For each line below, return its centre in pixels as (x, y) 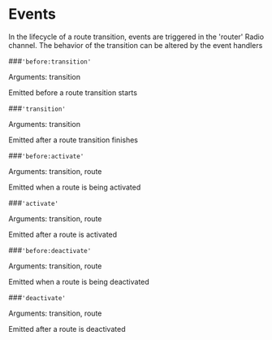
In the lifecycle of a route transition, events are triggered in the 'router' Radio (136, 37)
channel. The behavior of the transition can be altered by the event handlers (136, 45)
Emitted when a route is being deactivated (79, 281)
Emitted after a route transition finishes (73, 140)
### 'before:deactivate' (50, 250)
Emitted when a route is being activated (75, 187)
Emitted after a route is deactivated (67, 329)
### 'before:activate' (46, 155)
